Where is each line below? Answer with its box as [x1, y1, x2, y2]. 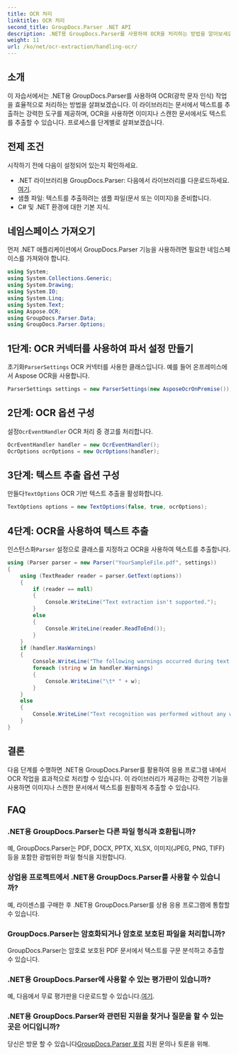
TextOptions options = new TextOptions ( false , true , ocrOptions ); [7, 504, 208, 511]
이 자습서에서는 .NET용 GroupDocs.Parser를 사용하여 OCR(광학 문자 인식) [7, 91, 215, 100]
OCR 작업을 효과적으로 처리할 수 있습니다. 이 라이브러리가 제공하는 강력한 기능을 [7, 774, 229, 783]
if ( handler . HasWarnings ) [20, 645, 97, 652]
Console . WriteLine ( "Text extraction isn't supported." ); [45, 599, 217, 606]
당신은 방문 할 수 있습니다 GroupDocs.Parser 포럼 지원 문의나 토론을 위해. [7, 1039, 210, 1048]
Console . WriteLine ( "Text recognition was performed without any [33, 711, 227, 718]
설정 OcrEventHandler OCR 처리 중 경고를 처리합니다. [7, 427, 154, 436]
